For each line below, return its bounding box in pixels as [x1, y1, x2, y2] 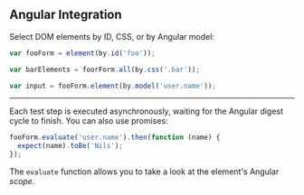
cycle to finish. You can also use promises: [9, 116, 169, 126]
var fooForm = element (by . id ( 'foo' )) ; [9, 49, 156, 58]
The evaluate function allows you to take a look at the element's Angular [9, 166, 280, 177]
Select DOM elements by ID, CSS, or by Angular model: [9, 31, 215, 42]
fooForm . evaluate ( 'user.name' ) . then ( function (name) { [9, 133, 221, 143]
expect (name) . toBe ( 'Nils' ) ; [17, 142, 124, 151]
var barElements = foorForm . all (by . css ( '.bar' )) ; [9, 65, 201, 74]
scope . [9, 176, 35, 187]
